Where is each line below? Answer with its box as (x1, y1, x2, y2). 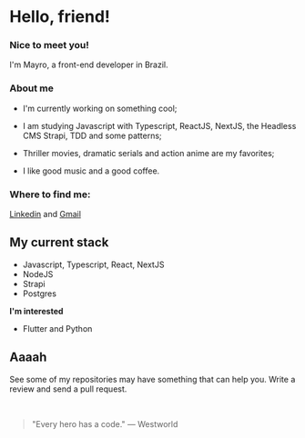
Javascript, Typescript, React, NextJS (22, 259, 165, 270)
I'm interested (9, 305, 64, 316)
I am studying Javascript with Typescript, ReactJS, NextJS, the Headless (22, 120, 297, 131)
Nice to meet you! (9, 39, 89, 52)
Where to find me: (9, 188, 91, 201)
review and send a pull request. (9, 383, 127, 394)
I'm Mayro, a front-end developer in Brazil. (9, 59, 168, 70)
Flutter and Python (22, 323, 93, 333)
